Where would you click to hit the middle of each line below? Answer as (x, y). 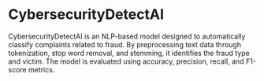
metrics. (41, 69)
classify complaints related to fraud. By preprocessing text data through (125, 44)
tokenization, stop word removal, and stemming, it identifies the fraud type (129, 53)
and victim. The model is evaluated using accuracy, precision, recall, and (126, 61)
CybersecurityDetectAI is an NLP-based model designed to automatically (127, 36)
